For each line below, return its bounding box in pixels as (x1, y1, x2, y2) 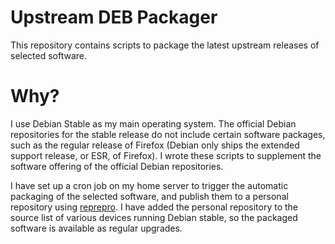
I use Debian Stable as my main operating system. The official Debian (10, 117, 297, 130)
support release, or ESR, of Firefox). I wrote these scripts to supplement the (10, 149, 322, 161)
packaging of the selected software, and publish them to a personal (10, 190, 289, 202)
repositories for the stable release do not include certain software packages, (10, 128, 326, 140)
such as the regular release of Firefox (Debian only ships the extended (10, 139, 300, 151)
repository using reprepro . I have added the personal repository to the (10, 201, 298, 213)
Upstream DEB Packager (10, 6, 218, 29)
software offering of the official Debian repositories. (10, 160, 224, 172)
